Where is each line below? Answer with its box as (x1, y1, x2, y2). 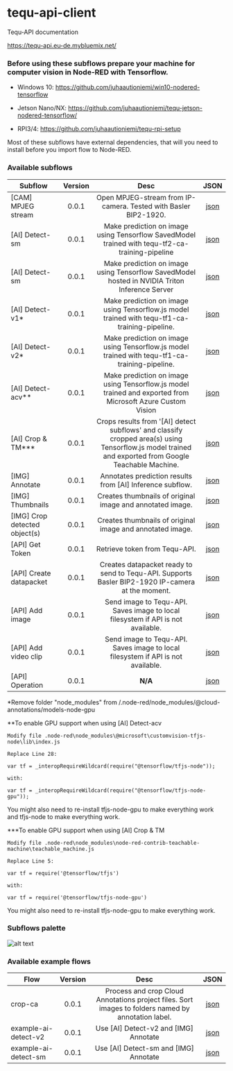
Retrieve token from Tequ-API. (96, 543, 196, 553)
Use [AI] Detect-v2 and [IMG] (95, 1024, 194, 1034)
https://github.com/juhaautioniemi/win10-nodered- (55, 83, 200, 92)
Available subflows (7, 163, 73, 173)
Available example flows (7, 956, 92, 966)
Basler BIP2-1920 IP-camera (97, 577, 196, 587)
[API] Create (10, 568, 51, 577)
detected (10, 519, 40, 529)
